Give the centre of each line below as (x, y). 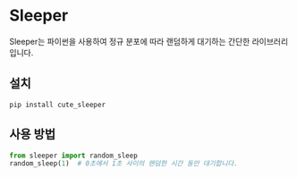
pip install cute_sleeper (57, 105)
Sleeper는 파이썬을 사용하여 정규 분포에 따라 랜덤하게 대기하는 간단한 (130, 41)
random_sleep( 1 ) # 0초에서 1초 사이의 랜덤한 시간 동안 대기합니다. (124, 164)
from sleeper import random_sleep (74, 156)
